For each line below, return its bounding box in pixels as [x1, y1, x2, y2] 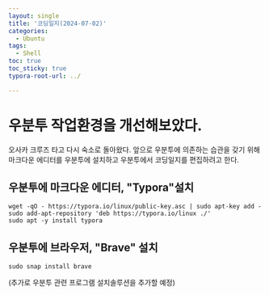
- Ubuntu [15, 34, 45, 43]
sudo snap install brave [8, 263, 92, 271]
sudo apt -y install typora [8, 217, 103, 225]
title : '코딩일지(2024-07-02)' [8, 19, 107, 27]
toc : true [8, 57, 42, 65]
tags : [8, 42, 27, 50]
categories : [8, 27, 48, 35]
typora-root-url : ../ [8, 72, 82, 80]
